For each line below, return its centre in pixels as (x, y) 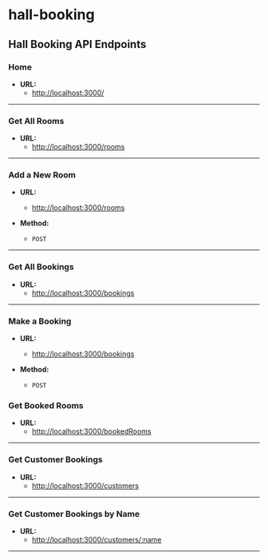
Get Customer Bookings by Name (74, 514)
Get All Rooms (36, 121)
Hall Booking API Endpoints (77, 44)
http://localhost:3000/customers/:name (97, 539)
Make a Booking (40, 321)
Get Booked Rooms (46, 405)
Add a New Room (42, 175)
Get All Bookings (41, 267)
